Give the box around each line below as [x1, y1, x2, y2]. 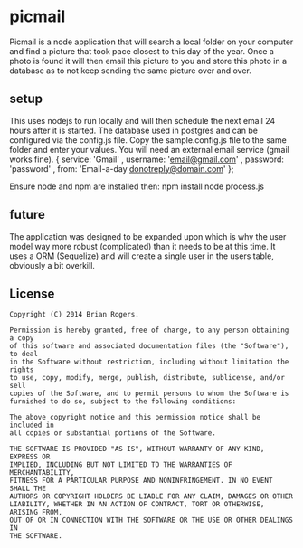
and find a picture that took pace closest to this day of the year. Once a [9, 45, 274, 56]
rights [9, 365, 34, 374]
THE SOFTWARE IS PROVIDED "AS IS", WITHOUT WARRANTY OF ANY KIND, [9, 445, 265, 454]
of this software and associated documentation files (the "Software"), [9, 342, 289, 351]
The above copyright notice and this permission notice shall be [9, 413, 260, 422]
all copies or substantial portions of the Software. [9, 429, 217, 438]
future [9, 207, 45, 222]
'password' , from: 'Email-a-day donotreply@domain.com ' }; [9, 163, 234, 174]
